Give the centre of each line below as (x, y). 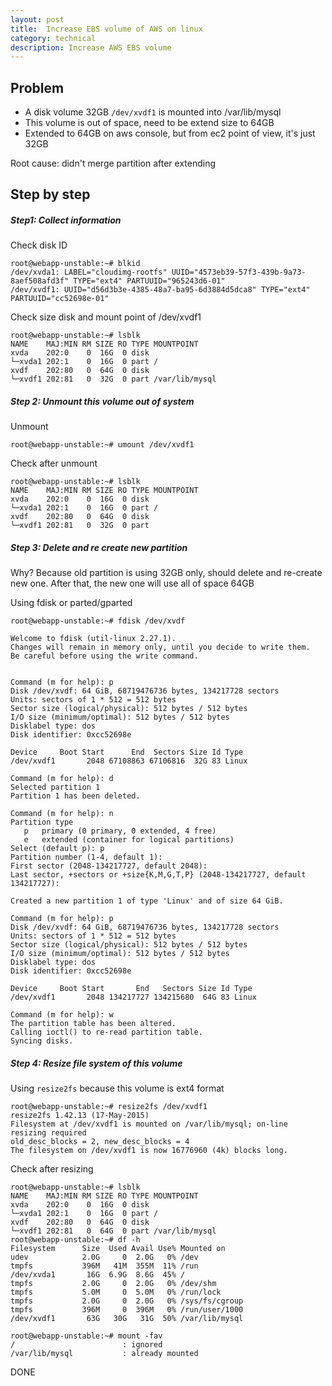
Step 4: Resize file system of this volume (96, 1063)
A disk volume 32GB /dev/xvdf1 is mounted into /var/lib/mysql (153, 112)
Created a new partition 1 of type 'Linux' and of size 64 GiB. (147, 901)
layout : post (37, 19)
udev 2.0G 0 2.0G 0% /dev (104, 1257)
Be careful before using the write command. (104, 656)
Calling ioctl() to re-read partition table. (106, 1032)
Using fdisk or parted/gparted (71, 603)
